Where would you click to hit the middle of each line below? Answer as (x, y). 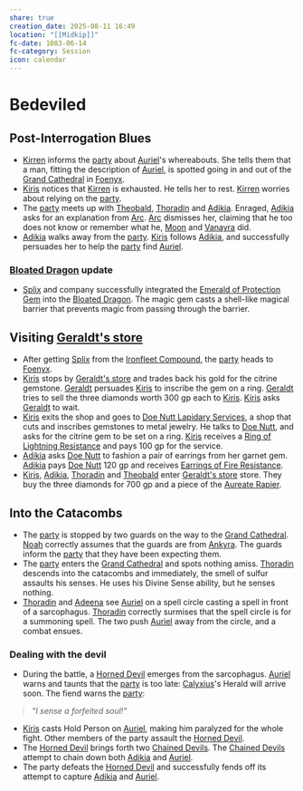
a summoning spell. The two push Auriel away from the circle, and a (149, 621)
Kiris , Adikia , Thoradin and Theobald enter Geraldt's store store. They (152, 475)
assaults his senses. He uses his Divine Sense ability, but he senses (149, 583)
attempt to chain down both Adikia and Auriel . (108, 757)
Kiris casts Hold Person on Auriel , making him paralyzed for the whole (153, 728)
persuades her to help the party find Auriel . (103, 246)
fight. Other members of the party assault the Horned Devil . (133, 738)
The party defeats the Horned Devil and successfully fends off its (144, 767)
